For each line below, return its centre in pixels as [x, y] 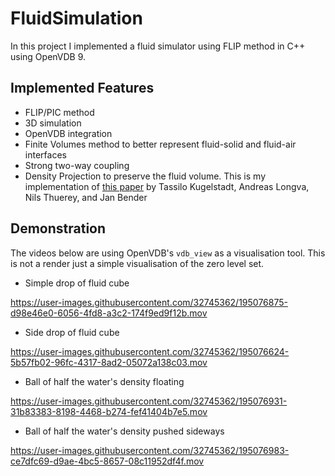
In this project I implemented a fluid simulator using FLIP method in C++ [158, 46]
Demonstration [58, 228]
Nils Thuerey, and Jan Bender [86, 197]
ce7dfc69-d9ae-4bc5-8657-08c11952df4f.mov [107, 461]
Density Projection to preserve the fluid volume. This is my [145, 176]
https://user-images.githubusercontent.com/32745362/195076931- [149, 401]
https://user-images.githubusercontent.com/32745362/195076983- [150, 450]
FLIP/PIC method [59, 112]
